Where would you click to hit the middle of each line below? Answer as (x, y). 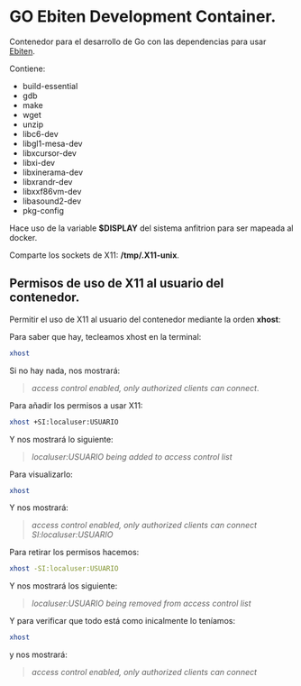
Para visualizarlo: (41, 474)
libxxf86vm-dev (52, 191)
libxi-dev (39, 162)
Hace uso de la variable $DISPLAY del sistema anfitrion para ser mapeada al (151, 228)
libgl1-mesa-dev (52, 143)
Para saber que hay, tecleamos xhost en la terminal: (105, 336)
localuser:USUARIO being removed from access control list (141, 604)
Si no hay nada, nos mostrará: (65, 370)
